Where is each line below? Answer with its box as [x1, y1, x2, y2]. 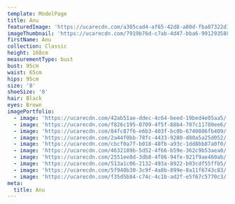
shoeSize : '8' [7, 88, 49, 95]
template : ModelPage [7, 10, 68, 18]
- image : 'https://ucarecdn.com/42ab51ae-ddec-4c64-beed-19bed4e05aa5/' [13, 114, 230, 121]
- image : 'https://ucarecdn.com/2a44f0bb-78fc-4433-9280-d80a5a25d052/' [13, 134, 230, 141]
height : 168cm [7, 50, 49, 57]
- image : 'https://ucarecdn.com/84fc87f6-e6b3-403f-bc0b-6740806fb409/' [13, 128, 230, 135]
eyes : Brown [7, 102, 42, 109]
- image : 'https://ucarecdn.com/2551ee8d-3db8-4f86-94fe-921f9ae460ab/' [13, 154, 230, 161]
